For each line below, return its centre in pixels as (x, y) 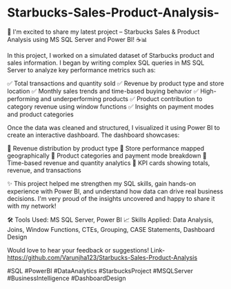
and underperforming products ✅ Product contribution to (121, 98)
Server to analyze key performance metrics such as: (82, 69)
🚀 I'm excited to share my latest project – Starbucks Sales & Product (103, 32)
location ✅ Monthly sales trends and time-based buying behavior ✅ (103, 91)
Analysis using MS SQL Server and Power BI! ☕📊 (77, 39)
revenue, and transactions (44, 170)
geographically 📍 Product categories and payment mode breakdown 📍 (107, 156)
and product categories (40, 114)
